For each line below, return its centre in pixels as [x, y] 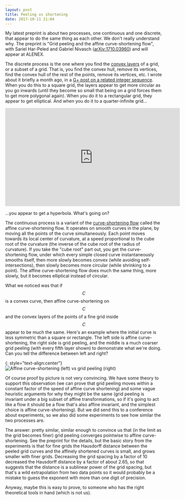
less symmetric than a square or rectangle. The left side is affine [71, 337]
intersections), [20, 265]
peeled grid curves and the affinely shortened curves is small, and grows [80, 451]
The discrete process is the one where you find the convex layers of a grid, [82, 64]
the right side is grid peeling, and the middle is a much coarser [94, 343]
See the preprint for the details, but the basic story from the [91, 441]
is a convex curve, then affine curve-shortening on [57, 301]
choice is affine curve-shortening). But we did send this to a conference [79, 410]
